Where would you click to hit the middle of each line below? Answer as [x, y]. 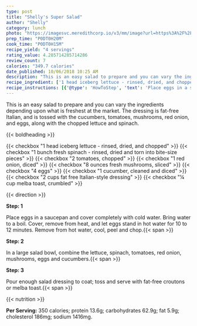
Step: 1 [15, 206]
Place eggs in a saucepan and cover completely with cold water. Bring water [98, 217]
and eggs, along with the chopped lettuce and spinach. [73, 123]
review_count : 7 [26, 60]
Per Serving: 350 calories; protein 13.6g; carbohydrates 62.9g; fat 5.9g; [93, 310]
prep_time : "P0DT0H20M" [35, 39]
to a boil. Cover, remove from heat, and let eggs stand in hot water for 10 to [97, 223]
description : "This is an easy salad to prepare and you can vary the [94, 77]
